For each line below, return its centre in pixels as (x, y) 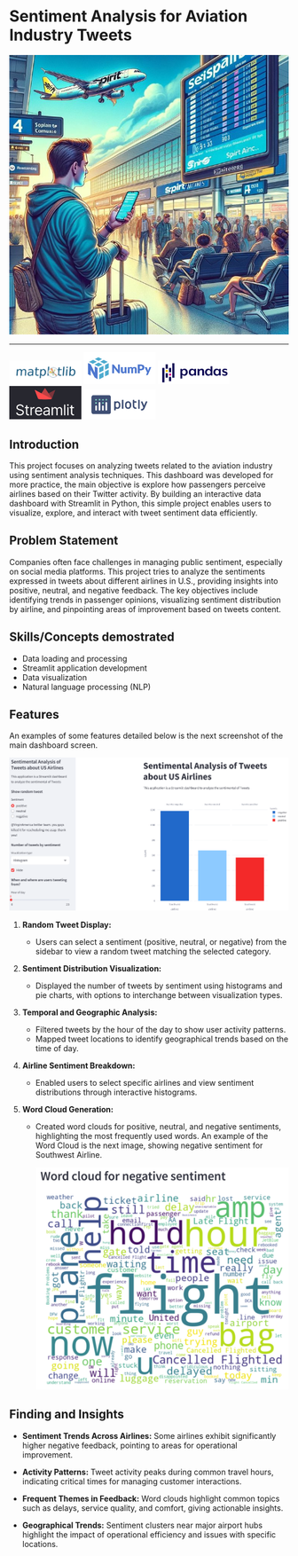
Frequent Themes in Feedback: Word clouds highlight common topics (151, 1498)
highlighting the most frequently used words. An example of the (152, 1136)
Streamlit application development (85, 668)
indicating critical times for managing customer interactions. (132, 1481)
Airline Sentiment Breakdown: (78, 1065)
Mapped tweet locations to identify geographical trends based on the (162, 1039)
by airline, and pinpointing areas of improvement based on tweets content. (145, 609)
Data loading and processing (74, 658)
